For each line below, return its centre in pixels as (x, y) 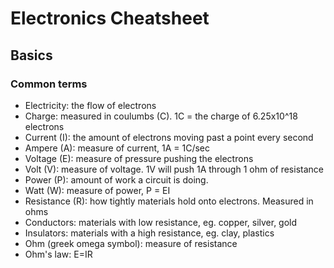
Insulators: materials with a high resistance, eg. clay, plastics (149, 233)
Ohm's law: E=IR (58, 254)
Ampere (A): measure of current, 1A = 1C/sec (117, 148)
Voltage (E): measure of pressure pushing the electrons (139, 158)
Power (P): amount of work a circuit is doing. (116, 179)
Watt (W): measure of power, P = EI (97, 190)
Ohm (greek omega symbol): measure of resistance (131, 243)
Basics (31, 55)
